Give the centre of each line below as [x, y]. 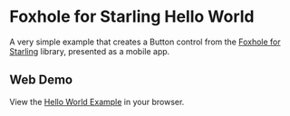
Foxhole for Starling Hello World [132, 17]
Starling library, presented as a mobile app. [90, 51]
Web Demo [41, 80]
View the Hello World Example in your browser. [97, 101]
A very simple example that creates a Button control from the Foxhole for [145, 42]
